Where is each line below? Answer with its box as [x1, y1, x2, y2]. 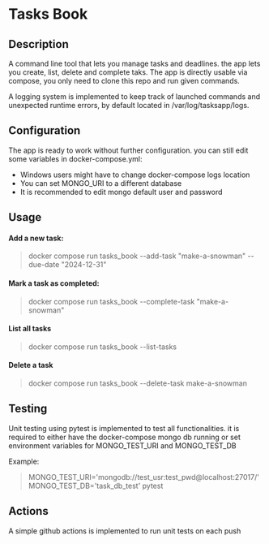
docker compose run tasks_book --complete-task [28, 296, 195, 306]
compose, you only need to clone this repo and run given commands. [8, 76, 241, 85]
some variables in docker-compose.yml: [8, 153, 143, 163]
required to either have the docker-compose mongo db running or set [8, 432, 241, 442]
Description [8, 37, 69, 51]
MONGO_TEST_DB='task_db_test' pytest [28, 481, 164, 490]
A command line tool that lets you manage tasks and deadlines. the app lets [8, 58, 261, 68]
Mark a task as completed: [8, 278, 100, 288]
